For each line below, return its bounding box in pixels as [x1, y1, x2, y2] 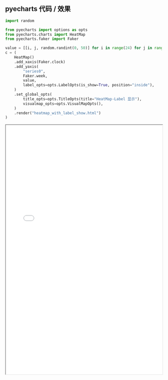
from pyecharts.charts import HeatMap [5, 32, 85, 37]
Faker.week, [23, 73, 48, 78]
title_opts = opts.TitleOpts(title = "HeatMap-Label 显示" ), [23, 96, 142, 101]
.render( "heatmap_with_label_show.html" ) [14, 110, 101, 116]
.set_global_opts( [14, 92, 52, 97]
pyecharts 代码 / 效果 [5, 4, 71, 13]
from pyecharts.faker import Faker [5, 36, 79, 41]
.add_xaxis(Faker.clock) [14, 59, 66, 64]
